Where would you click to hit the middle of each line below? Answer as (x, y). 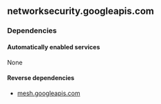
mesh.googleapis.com (49, 93)
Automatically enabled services (54, 47)
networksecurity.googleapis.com (81, 11)
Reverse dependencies (41, 78)
